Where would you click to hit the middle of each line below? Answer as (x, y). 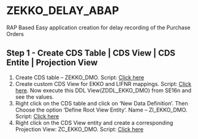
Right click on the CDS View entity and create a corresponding (94, 123)
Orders (15, 34)
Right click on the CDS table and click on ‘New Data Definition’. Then (101, 103)
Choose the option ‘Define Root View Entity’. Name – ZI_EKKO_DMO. (101, 110)
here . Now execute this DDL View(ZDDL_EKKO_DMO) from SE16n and (103, 90)
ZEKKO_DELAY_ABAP (63, 11)
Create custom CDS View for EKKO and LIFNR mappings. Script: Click (103, 84)
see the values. (34, 97)
